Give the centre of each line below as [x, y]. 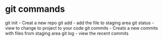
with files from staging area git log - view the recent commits [67, 33]
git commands [35, 9]
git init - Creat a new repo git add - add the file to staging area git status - [80, 23]
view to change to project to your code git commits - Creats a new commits [82, 28]
